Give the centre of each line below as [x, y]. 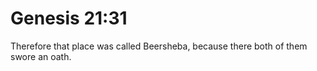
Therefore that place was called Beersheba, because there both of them [159, 46]
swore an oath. [41, 56]
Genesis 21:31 [69, 18]
